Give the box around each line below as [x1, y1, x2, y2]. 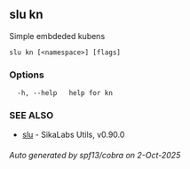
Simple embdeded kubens [9, 30, 106, 41]
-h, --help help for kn [17, 89, 114, 98]
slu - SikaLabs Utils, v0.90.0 [21, 129, 125, 141]
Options [9, 68, 44, 81]
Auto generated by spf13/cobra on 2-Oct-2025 [9, 150, 181, 160]
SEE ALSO [9, 109, 54, 122]
